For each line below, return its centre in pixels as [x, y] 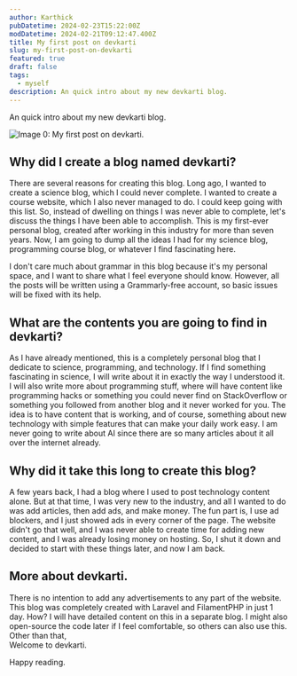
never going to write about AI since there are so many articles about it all [142, 433]
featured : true [37, 59]
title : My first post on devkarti [73, 42]
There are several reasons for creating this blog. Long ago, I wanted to [138, 184]
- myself [33, 83]
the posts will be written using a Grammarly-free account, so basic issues [144, 286]
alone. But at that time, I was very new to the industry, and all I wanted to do [148, 501]
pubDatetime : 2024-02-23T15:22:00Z [75, 26]
